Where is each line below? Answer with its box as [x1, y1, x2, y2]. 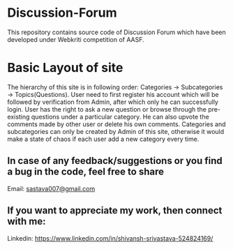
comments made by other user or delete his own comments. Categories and [7, 120, 226, 128]
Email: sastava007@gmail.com [7, 184, 96, 193]
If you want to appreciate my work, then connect [7, 204, 223, 217]
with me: [7, 216, 47, 227]
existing [7, 112, 30, 121]
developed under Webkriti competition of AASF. [7, 35, 144, 43]
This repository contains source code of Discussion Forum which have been [7, 28, 226, 36]
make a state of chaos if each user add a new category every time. [7, 135, 200, 143]
